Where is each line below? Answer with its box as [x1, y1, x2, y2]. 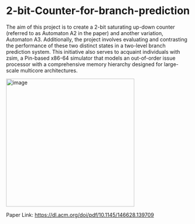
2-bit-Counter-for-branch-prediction [6, 4, 190, 18]
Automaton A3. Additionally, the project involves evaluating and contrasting [6, 36, 187, 43]
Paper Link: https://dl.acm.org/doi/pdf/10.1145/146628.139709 [6, 211, 154, 218]
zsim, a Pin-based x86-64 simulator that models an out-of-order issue [6, 54, 176, 61]
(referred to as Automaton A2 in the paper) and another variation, [6, 29, 164, 36]
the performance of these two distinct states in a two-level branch [6, 42, 166, 49]
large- [163, 60, 179, 68]
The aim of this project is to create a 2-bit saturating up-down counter [6, 23, 176, 30]
